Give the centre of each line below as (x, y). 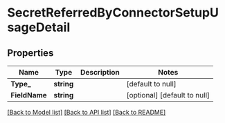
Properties (30, 53)
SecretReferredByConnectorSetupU (113, 13)
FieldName (29, 95)
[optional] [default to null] (168, 95)
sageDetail (39, 27)
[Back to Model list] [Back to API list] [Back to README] (87, 112)
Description (100, 72)
